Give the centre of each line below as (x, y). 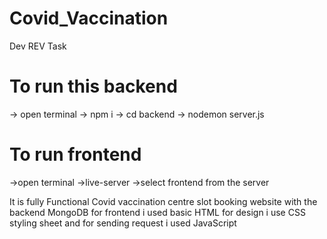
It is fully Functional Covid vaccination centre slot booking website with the (163, 201)
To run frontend (75, 154)
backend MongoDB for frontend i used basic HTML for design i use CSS (157, 212)
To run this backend (93, 86)
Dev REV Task (38, 46)
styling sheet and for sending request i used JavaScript (123, 223)
